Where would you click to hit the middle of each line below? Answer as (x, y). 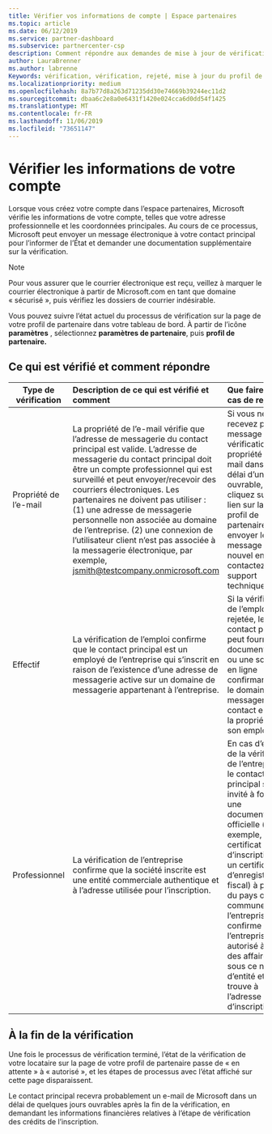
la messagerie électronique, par (132, 550)
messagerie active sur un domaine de (144, 679)
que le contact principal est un (130, 649)
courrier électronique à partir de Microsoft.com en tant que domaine (122, 291)
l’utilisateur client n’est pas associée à (144, 540)
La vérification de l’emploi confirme (139, 639)
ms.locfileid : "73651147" (52, 129)
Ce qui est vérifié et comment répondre (109, 367)
